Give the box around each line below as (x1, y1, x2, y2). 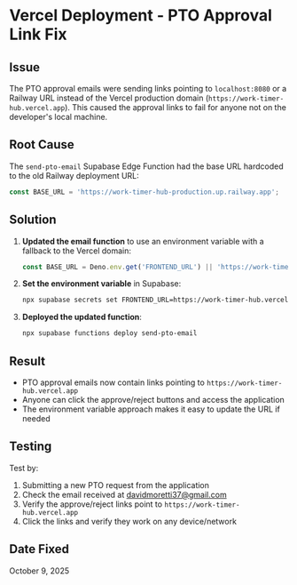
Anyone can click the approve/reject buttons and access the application (21, 394, 285, 405)
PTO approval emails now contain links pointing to (21, 377, 206, 388)
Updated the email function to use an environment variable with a (21, 236, 264, 246)
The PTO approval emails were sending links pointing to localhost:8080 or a (9, 84, 287, 93)
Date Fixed (9, 541, 69, 557)
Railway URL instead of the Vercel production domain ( (9, 92, 209, 103)
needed (21, 413, 51, 423)
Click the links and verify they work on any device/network (21, 516, 238, 526)
